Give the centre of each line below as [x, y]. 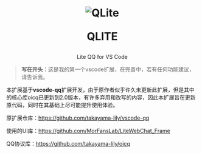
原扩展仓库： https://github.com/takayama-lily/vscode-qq [78, 118]
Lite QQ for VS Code [102, 57]
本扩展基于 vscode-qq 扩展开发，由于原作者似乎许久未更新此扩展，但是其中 [100, 90]
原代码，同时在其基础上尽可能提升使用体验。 [62, 105]
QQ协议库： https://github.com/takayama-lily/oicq [68, 144]
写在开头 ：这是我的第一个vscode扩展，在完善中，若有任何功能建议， [108, 69]
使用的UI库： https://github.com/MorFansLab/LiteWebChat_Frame [88, 131]
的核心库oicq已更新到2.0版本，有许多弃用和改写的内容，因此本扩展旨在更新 [101, 98]
